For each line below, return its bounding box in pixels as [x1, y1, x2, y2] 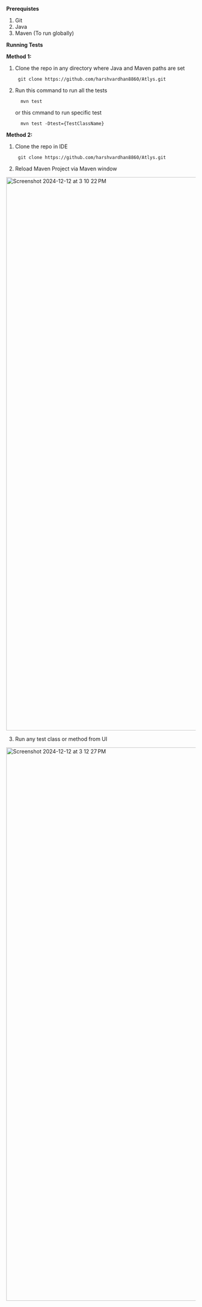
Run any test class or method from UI [14, 735, 108, 743]
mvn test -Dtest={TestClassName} [20, 120, 105, 126]
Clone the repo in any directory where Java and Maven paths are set [14, 64, 185, 72]
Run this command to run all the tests [14, 87, 108, 94]
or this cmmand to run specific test [14, 109, 102, 116]
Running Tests [6, 42, 43, 48]
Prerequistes [6, 5, 39, 12]
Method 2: [6, 131, 33, 138]
